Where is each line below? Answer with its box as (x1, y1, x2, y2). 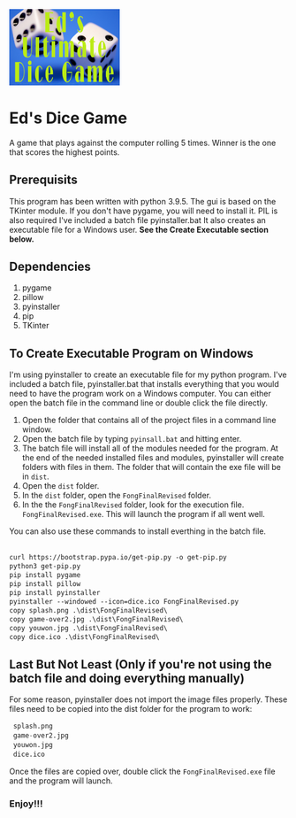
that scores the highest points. (9, 146, 120, 158)
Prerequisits (9, 173, 78, 188)
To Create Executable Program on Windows (9, 345, 254, 361)
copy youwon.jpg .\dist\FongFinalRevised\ (9, 624, 168, 633)
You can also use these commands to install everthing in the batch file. (9, 526, 267, 536)
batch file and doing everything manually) (9, 670, 245, 685)
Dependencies (9, 259, 91, 274)
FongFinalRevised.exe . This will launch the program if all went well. (21, 509, 265, 520)
